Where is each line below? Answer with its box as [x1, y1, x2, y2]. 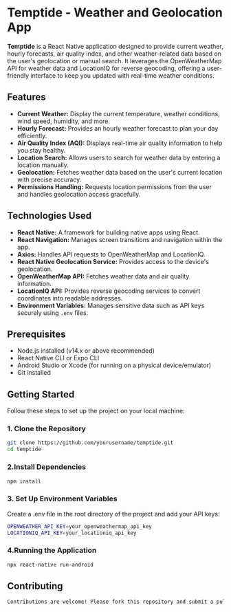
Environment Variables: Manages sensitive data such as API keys [16, 301, 205, 309]
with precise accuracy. [16, 175, 82, 184]
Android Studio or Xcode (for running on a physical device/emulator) [16, 361, 212, 369]
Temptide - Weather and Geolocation [7, 5, 223, 21]
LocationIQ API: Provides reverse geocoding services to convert [16, 287, 201, 295]
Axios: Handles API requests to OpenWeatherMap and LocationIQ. [16, 250, 206, 259]
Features [7, 91, 46, 103]
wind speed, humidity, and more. [16, 117, 111, 125]
